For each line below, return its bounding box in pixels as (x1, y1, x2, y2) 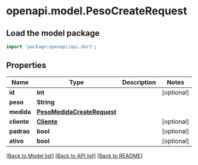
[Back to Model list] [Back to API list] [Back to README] (6, 152, 143, 159)
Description (122, 78, 156, 86)
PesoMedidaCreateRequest (36, 108, 117, 116)
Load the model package (6, 28, 100, 38)
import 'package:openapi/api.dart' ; (6, 44, 97, 50)
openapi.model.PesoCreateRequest (6, 4, 187, 18)
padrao (9, 127, 30, 135)
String (36, 97, 55, 106)
